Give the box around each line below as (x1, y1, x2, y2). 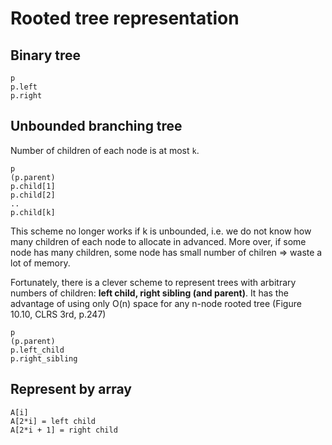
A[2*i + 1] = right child (10, 425, 118, 435)
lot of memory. (10, 257, 71, 269)
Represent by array (10, 381, 132, 398)
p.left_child (10, 345, 65, 355)
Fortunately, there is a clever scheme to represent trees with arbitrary (10, 276, 297, 288)
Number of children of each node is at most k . (10, 144, 200, 156)
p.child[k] (10, 207, 56, 217)
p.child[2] (10, 190, 56, 200)
